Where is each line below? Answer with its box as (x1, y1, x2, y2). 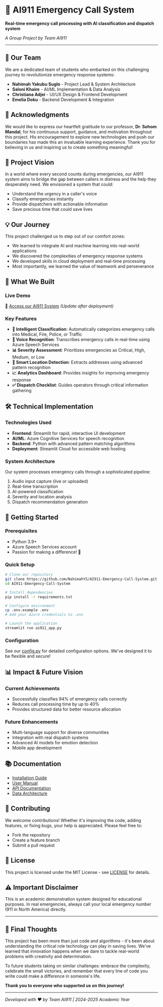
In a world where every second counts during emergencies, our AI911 (5, 171, 144, 177)
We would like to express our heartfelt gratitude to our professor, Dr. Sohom (5, 123, 157, 129)
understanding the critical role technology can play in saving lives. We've (5, 943, 151, 949)
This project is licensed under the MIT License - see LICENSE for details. (5, 869, 150, 875)
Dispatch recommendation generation (12, 499, 88, 505)
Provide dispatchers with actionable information (12, 201, 108, 207)
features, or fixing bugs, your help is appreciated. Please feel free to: (5, 822, 143, 828)
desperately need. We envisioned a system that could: (5, 182, 114, 188)
